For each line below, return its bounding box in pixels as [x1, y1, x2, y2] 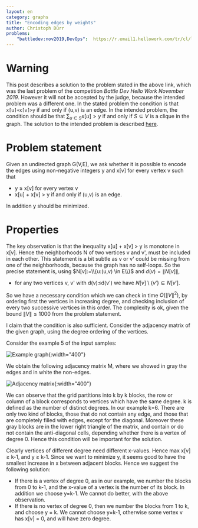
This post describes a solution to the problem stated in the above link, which [6, 81, 192, 88]
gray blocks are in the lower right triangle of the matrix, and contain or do [6, 423, 184, 430]
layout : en [6, 8, 33, 15]
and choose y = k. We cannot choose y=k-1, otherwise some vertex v [14, 509, 183, 516]
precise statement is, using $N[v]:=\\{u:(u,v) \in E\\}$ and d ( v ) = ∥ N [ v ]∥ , [6, 267, 180, 275]
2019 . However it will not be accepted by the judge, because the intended [6, 93, 185, 101]
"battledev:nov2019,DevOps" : [16, 36, 88, 42]
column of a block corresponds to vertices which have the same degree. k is [6, 398, 192, 405]
